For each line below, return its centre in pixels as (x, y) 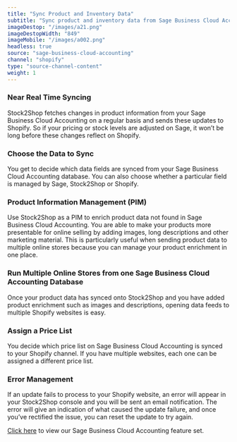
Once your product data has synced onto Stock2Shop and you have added (116, 297)
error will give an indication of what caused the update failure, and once (112, 410)
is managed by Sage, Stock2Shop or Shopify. (73, 184)
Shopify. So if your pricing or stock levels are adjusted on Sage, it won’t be (116, 128)
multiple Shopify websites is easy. (56, 312)
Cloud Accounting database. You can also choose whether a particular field (117, 176)
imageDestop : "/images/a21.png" (55, 27)
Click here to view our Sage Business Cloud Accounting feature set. (106, 431)
